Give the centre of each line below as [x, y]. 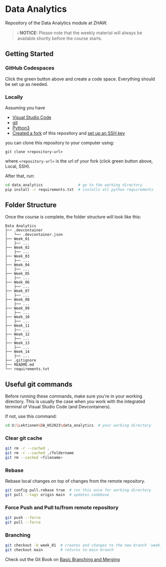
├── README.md [20, 365]
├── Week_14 [17, 352]
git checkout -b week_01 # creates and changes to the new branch [76, 545]
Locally [14, 97]
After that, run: [20, 176]
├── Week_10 [17, 317]
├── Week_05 [17, 274]
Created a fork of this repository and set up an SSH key [68, 133]
